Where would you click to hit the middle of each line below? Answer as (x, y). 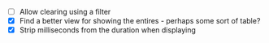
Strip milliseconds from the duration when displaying (108, 30)
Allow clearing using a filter (65, 12)
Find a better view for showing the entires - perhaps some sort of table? (140, 21)
